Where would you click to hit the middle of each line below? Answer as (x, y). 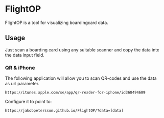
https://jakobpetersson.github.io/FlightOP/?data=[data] (64, 111)
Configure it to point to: (29, 102)
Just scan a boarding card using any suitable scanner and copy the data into (82, 49)
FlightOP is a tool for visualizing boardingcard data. (57, 23)
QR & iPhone (20, 68)
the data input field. (25, 55)
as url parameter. (22, 84)
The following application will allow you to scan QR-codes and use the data (81, 78)
